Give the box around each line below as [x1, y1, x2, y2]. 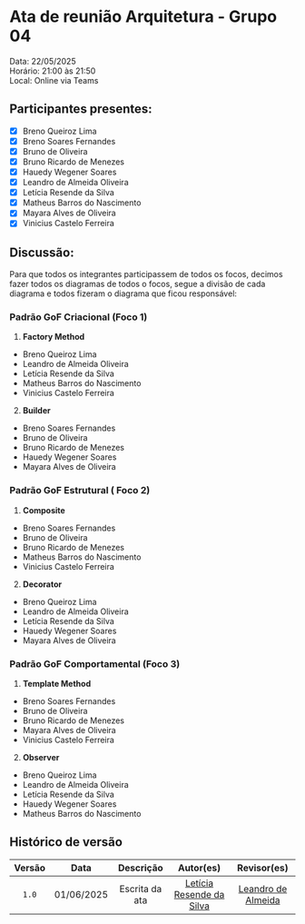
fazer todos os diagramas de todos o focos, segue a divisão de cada [9, 279, 266, 290]
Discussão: [9, 244, 74, 260]
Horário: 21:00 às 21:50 [9, 65, 96, 76]
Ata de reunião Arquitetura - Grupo [9, 6, 278, 27]
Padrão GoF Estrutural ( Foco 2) [9, 484, 151, 497]
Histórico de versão [9, 834, 123, 850]
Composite [22, 504, 65, 515]
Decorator [22, 579, 62, 590]
